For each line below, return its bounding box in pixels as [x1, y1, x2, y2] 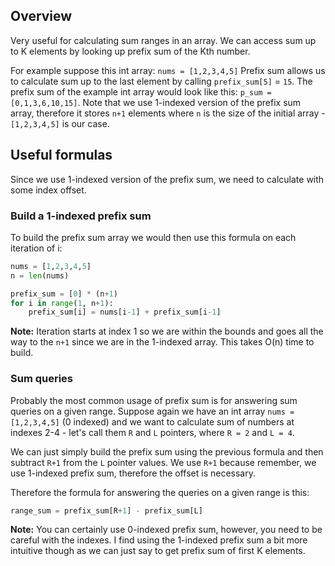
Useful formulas [10, 147, 113, 164]
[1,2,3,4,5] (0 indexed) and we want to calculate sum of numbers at [10, 415, 295, 428]
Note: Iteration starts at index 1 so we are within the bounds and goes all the [10, 325, 324, 338]
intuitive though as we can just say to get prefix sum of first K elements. [10, 545, 306, 557]
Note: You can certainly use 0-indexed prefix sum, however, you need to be [10, 524, 323, 536]
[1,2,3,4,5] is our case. [10, 117, 110, 129]
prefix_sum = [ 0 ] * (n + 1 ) [10, 289, 118, 299]
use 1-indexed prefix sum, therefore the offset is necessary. [10, 467, 256, 479]
